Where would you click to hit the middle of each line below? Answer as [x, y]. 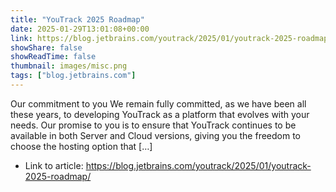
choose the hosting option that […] [81, 146]
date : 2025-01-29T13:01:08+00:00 [80, 29]
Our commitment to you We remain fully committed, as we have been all [158, 103]
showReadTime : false [53, 57]
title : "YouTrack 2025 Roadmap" [77, 19]
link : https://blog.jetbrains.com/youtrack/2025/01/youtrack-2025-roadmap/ [171, 38]
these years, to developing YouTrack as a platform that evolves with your [160, 114]
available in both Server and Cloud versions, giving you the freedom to [156, 135]
